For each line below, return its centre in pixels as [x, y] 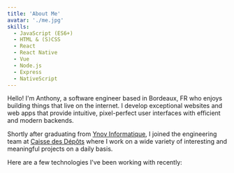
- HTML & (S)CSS [37, 40]
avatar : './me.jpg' [36, 20]
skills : [19, 27]
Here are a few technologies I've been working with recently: [95, 163]
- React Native [36, 53]
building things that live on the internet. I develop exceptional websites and [115, 106]
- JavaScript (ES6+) [43, 33]
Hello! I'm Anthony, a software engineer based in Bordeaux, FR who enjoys [115, 98]
